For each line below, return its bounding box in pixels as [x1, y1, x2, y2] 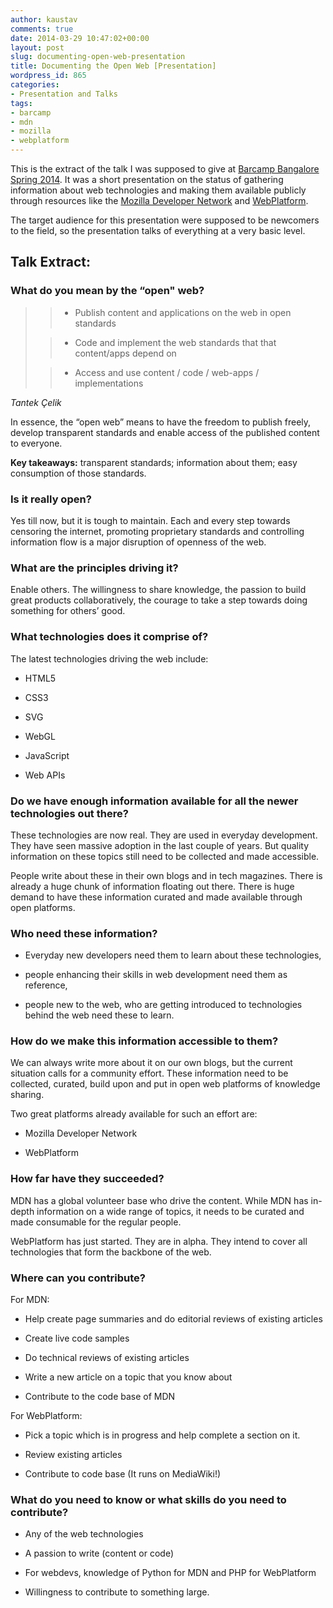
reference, [24, 979, 68, 991]
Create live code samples [24, 1332, 130, 1345]
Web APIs [24, 769, 66, 781]
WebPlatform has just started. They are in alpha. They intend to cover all [10, 1235, 308, 1247]
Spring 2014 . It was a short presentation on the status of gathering [10, 174, 284, 185]
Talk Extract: [10, 254, 91, 271]
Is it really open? [10, 492, 92, 506]
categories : [10, 80, 60, 90]
